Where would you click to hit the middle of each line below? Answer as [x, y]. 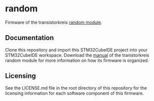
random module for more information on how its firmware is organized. [77, 60]
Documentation [30, 38]
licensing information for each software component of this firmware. [75, 93]
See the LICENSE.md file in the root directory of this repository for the [76, 88]
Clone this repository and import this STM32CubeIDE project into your [77, 50]
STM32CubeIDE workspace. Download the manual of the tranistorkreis [77, 55]
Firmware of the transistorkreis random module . [54, 22]
